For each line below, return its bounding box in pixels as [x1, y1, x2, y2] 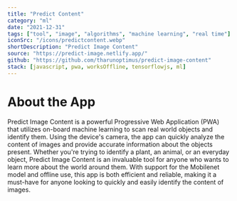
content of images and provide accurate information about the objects [7, 140, 214, 148]
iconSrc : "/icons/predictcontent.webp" [7, 37, 126, 44]
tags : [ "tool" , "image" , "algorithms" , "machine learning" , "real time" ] [7, 30, 231, 38]
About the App [7, 94, 96, 110]
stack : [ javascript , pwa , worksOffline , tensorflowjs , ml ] [7, 63, 186, 70]
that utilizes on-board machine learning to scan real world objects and [7, 125, 214, 134]
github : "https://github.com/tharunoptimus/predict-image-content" [7, 57, 212, 64]
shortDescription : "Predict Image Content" [7, 43, 139, 50]
